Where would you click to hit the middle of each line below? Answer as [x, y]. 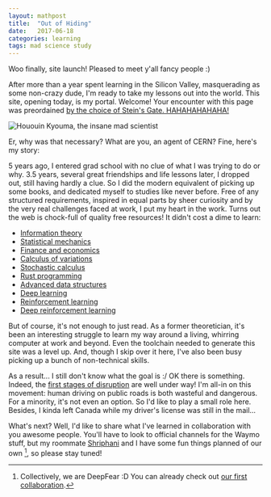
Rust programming [51, 276]
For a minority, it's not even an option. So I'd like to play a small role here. [130, 402]
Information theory [51, 233]
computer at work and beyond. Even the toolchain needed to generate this [132, 343]
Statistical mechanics [55, 242]
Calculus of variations [56, 259]
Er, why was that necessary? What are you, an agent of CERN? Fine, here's [133, 141]
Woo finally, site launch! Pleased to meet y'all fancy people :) [109, 69]
